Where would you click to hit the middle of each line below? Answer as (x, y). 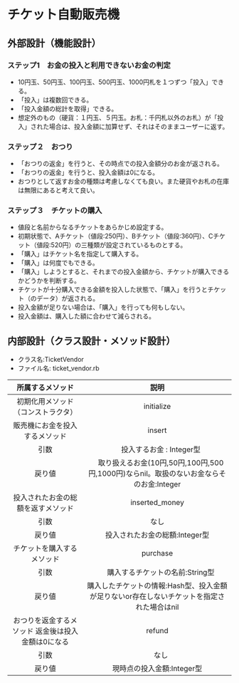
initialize (157, 407)
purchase (157, 553)
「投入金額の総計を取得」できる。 (68, 108)
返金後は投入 (57, 631)
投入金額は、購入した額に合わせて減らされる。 (86, 316)
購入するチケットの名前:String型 (161, 573)
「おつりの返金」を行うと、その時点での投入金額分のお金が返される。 (121, 164)
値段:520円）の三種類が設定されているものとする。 (112, 245)
